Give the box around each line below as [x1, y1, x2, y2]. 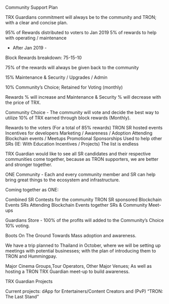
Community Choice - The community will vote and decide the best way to [5, 109, 159, 115]
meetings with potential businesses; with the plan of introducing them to [5, 248, 156, 254]
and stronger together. [5, 161, 52, 168]
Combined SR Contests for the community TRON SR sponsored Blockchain [5, 197, 162, 203]
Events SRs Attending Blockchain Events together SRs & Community [5, 202, 148, 208]
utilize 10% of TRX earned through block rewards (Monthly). [5, 115, 131, 121]
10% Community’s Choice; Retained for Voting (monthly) [5, 84, 123, 90]
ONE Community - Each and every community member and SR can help [5, 172, 156, 177]
